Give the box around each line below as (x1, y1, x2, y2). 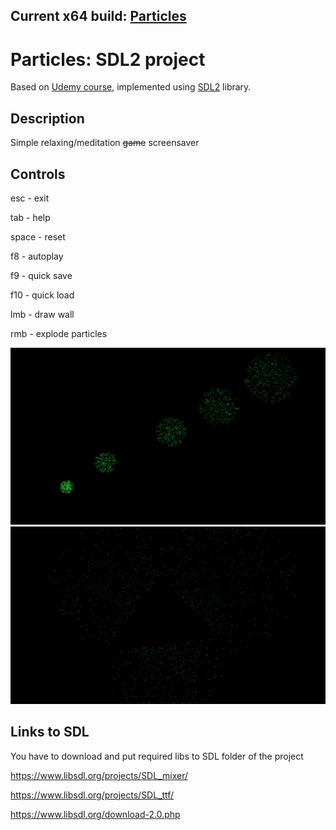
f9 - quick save (10, 269, 73, 281)
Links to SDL (10, 724, 90, 741)
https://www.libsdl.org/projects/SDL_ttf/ (10, 789, 175, 801)
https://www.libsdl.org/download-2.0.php (10, 808, 181, 820)
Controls (10, 165, 66, 183)
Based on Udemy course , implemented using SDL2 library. (10, 81, 252, 93)
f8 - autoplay (10, 250, 64, 262)
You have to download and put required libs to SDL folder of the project (10, 750, 304, 762)
